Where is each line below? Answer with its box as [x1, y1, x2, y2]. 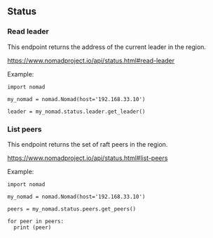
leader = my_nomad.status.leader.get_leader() [7, 108, 146, 115]
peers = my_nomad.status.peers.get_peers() [7, 205, 137, 213]
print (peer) [13, 224, 52, 231]
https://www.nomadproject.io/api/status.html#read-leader [7, 56, 175, 65]
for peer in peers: [7, 218, 64, 225]
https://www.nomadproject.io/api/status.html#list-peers [7, 154, 168, 162]
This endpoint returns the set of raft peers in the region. [7, 140, 168, 148]
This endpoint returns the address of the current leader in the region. [7, 42, 207, 51]
